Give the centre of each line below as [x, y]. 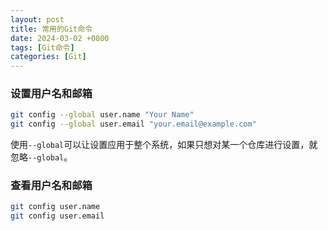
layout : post [37, 19]
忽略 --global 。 [41, 157]
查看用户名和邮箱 [51, 186]
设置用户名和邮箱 [51, 94]
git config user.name [55, 207]
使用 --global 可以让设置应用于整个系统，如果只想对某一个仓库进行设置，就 [164, 145]
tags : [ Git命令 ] [42, 47]
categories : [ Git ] [48, 57]
